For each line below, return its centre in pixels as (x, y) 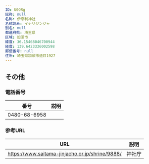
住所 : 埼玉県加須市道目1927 (30, 56)
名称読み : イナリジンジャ (28, 23)
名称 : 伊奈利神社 (20, 19)
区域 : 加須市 (17, 38)
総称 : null (16, 14)
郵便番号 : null (19, 51)
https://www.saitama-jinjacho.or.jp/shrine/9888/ (65, 154)
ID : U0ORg (15, 10)
